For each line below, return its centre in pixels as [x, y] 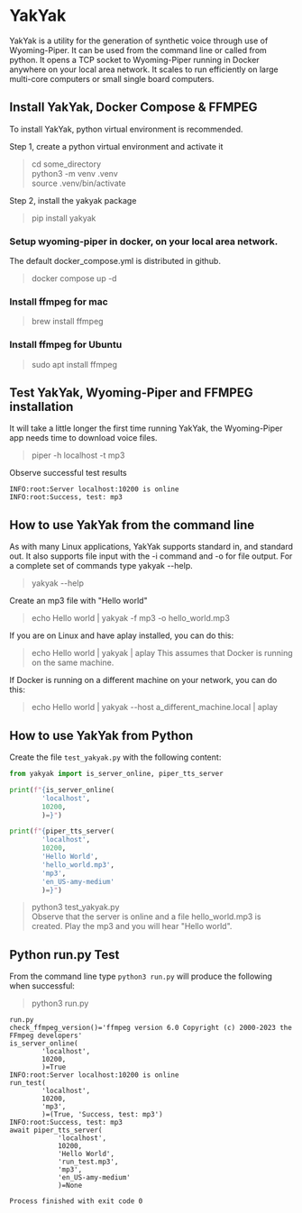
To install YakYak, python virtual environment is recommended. [126, 129]
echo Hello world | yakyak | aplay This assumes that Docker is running [162, 653]
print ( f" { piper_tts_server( [62, 831]
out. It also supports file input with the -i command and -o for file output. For [151, 556]
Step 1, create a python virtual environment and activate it [116, 146]
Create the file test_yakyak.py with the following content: [115, 757]
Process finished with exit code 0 [76, 1201]
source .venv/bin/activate [78, 183]
